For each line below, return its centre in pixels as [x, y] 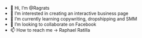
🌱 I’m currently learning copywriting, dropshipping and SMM [74, 19]
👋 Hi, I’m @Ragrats [30, 8]
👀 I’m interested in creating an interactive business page [69, 13]
